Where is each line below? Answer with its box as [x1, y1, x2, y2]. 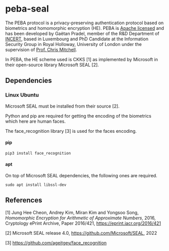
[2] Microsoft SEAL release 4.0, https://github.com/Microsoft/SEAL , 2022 [5, 230, 157, 236]
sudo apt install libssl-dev [5, 182, 67, 187]
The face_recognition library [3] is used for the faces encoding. [5, 128, 137, 134]
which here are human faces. [5, 118, 66, 124]
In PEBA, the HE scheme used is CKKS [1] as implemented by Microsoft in [5, 56, 158, 62]
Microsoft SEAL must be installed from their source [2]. [5, 103, 120, 109]
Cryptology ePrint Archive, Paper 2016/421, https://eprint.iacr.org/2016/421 [5, 220, 161, 226]
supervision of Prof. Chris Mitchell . [5, 46, 77, 53]
